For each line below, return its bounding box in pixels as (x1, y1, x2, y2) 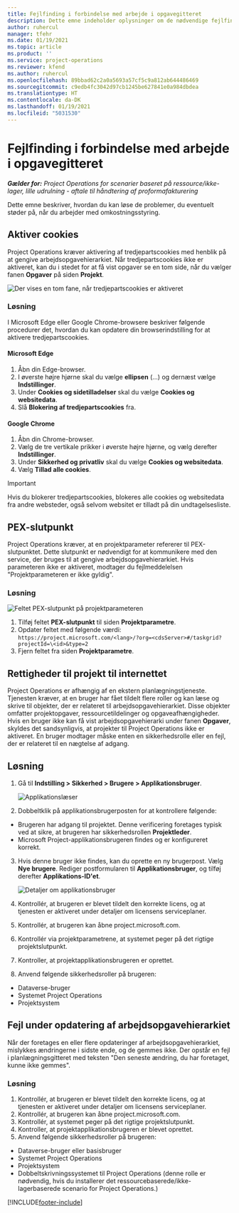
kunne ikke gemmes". (7, 1061, 71, 1069)
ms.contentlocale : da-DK (7, 97, 81, 104)
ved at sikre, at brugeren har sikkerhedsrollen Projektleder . (17, 827, 192, 836)
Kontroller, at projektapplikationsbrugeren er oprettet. (17, 955, 174, 965)
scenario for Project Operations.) (62, 1185, 159, 1193)
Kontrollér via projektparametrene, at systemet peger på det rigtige (17, 934, 214, 943)
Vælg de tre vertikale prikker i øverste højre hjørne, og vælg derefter (17, 443, 218, 451)
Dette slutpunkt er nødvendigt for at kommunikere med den (43, 547, 218, 556)
